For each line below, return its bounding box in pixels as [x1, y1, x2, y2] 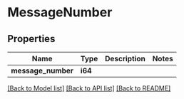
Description [104, 54, 146, 63]
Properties [7, 33, 56, 45]
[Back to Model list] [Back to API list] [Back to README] [7, 84, 171, 93]
